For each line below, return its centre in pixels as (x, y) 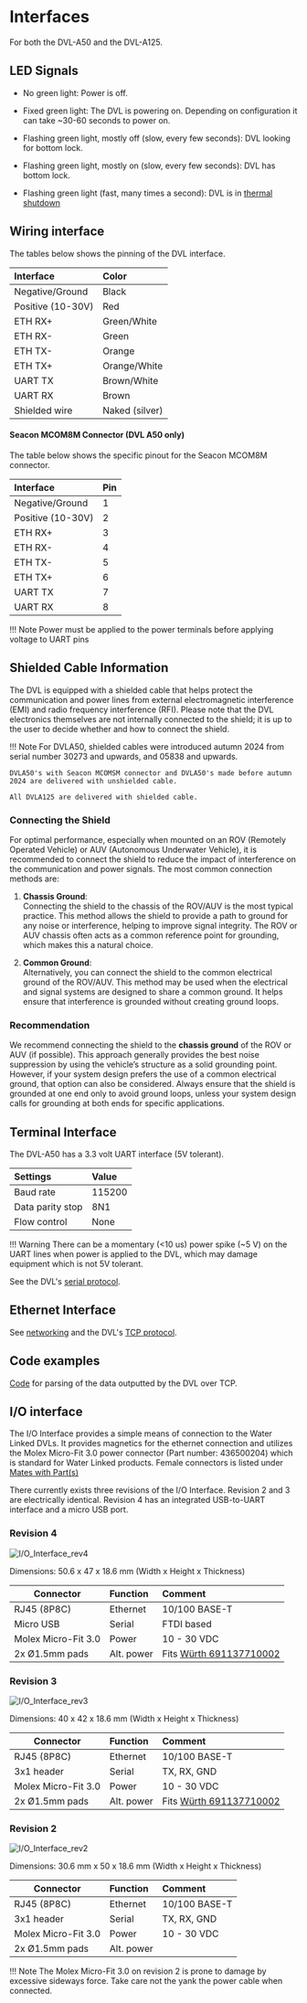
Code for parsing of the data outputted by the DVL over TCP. (123, 1383)
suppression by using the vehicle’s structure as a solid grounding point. (143, 1065)
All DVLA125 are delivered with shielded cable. (104, 797)
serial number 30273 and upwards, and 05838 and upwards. (124, 756)
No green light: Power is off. (75, 92)
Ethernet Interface (63, 1310)
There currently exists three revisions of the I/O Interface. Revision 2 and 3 (150, 1490)
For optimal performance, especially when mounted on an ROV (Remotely (148, 839)
